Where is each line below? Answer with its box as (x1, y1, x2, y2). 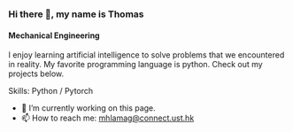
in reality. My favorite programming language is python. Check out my (8, 59, 263, 70)
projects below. (8, 68, 65, 79)
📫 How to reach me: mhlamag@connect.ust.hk (20, 113, 195, 123)
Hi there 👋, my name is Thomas (8, 8, 144, 20)
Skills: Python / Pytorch (8, 86, 94, 97)
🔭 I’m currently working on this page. (20, 103, 156, 113)
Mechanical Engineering (8, 30, 100, 41)
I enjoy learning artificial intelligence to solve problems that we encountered (8, 50, 285, 60)
